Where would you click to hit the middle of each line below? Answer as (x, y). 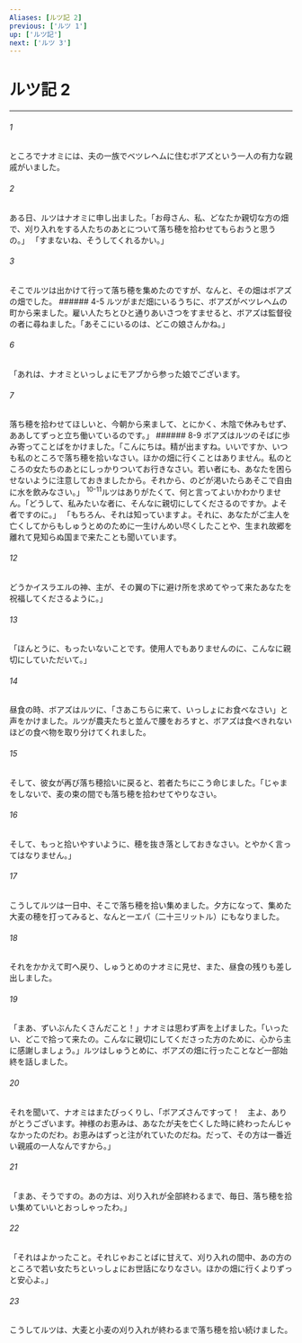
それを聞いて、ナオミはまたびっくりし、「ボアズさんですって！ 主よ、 (140, 1112)
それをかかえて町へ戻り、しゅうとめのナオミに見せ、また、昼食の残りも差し (151, 967)
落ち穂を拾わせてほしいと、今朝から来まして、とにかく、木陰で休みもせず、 (151, 425)
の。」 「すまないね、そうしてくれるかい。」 (89, 240)
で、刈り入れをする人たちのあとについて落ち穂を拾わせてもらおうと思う (143, 228)
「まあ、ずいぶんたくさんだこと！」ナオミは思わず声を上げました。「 (137, 1028)
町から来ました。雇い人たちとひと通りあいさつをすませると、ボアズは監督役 (151, 312)
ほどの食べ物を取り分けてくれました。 (80, 732)
